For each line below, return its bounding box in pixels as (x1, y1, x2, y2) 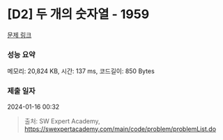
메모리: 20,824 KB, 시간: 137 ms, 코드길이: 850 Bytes (7, 67, 155, 75)
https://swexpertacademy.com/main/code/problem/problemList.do (24, 125, 217, 133)
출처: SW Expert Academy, (24, 116, 100, 125)
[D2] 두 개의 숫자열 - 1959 (7, 6, 150, 22)
